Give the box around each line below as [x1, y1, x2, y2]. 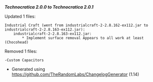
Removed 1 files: [4, 49, 37, 54]
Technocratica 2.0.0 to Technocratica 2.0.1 [4, 4, 94, 10]
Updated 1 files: [4, 14, 36, 19]
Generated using [11, 66, 46, 72]
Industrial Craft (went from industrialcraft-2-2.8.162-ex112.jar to [4, 23, 149, 28]
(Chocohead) [4, 40, 29, 45]
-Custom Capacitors [4, 58, 44, 63]
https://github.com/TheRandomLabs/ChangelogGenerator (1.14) [11, 71, 139, 77]
